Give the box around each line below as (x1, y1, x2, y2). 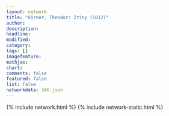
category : (6, 43, 31, 49)
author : (6, 20, 26, 26)
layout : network (6, 8, 47, 15)
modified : (6, 37, 31, 43)
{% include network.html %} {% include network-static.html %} (6, 103, 164, 111)
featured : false (6, 76, 47, 82)
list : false (6, 82, 36, 88)
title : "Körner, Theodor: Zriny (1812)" (6, 14, 109, 20)
